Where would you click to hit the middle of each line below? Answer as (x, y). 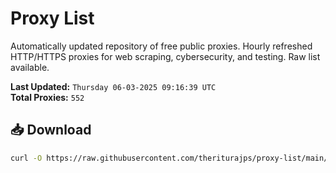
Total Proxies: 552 (47, 97)
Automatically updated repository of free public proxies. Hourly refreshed (161, 46)
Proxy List (52, 18)
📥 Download (51, 130)
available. (30, 67)
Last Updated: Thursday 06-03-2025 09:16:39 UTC (113, 86)
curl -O (26, 158)
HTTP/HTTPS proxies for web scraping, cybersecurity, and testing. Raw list (165, 56)
